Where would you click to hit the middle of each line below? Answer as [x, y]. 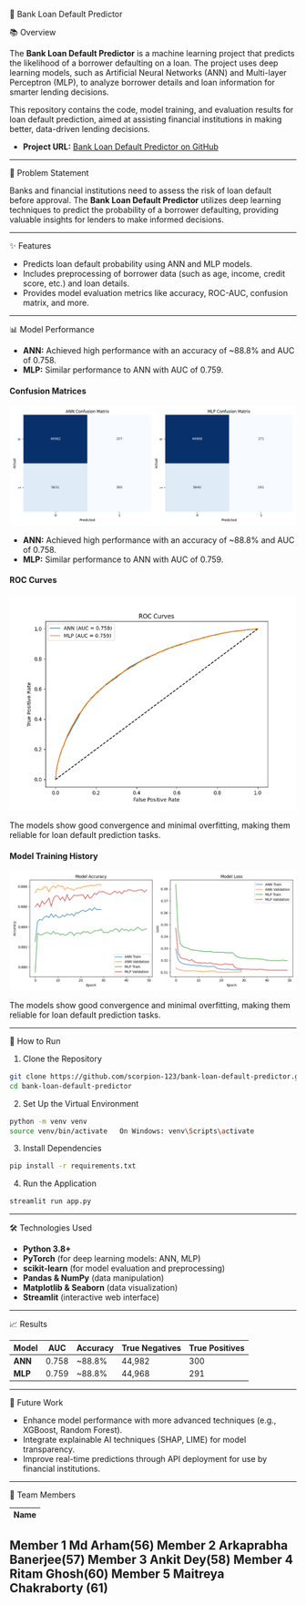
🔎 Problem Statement [49, 173]
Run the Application [60, 1183]
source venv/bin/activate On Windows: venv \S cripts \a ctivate [132, 1131]
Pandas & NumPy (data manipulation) [93, 1278]
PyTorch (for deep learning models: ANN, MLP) [112, 1259]
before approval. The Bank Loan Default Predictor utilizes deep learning [145, 200]
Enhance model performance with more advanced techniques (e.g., [149, 1420]
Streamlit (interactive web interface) [91, 1297]
